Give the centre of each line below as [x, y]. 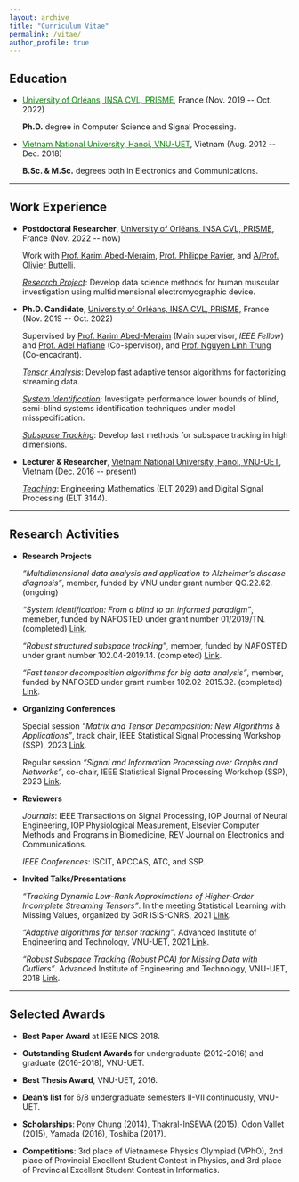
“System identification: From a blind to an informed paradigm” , [137, 609]
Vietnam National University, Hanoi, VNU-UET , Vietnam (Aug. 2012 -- [149, 145]
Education [38, 78]
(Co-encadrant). [52, 354]
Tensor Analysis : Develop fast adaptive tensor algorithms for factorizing [154, 372]
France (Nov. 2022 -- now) [72, 238]
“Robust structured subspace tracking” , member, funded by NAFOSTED [154, 645]
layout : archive [39, 17]
